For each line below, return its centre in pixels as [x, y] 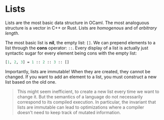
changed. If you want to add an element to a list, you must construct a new [81, 77]
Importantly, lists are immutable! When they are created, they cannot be [78, 71]
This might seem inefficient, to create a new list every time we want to [88, 91]
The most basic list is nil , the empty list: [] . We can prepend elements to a [81, 42]
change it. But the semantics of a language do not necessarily [80, 96]
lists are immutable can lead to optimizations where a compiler [81, 107]
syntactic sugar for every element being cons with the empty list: [71, 53]
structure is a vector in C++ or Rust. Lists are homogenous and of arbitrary [81, 28]
